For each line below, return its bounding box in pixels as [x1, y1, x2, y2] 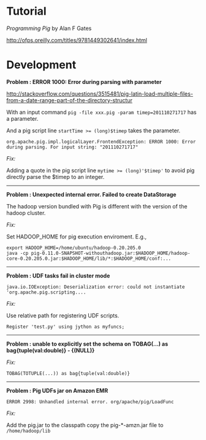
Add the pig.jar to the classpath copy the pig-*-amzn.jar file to [6, 421, 164, 428]
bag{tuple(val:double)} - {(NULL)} [6, 346, 95, 354]
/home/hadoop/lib [6, 428, 51, 434]
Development [6, 58, 77, 72]
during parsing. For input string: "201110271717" [6, 144, 139, 150]
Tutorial [6, 4, 47, 18]
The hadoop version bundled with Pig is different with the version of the [6, 202, 188, 210]
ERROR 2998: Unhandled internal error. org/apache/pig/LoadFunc [6, 398, 174, 405]
